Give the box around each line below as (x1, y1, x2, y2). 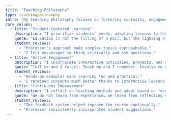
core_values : (5, 21, 33, 27)
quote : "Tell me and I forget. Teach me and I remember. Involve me (14, 64, 163, 69)
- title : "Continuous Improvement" (10, 83, 85, 88)
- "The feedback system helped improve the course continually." (18, 103, 160, 108)
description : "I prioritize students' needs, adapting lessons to (14, 31, 158, 36)
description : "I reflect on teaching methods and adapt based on (14, 88, 156, 93)
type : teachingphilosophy (5, 12, 60, 17)
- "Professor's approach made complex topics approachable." (18, 45, 152, 51)
